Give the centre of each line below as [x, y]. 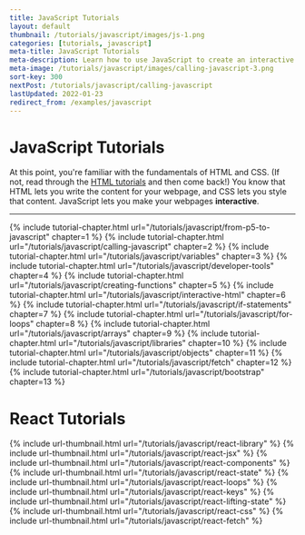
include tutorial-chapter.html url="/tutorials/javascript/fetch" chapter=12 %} [151, 362]
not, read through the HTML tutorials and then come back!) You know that [148, 182]
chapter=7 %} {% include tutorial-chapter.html [96, 314]
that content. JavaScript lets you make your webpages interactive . [134, 202]
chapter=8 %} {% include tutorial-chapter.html [123, 324]
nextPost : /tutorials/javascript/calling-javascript [111, 85]
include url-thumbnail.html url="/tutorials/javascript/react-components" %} [150, 463]
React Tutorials [68, 418]
